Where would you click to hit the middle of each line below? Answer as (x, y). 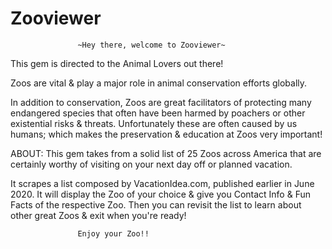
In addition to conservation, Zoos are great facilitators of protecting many (161, 102)
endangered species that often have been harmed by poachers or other (158, 113)
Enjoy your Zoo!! (113, 233)
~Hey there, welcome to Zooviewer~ (151, 45)
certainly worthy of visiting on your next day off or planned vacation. (151, 164)
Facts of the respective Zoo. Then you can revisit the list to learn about (156, 204)
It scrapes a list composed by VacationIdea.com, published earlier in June (162, 183)
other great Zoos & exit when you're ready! (98, 215)
